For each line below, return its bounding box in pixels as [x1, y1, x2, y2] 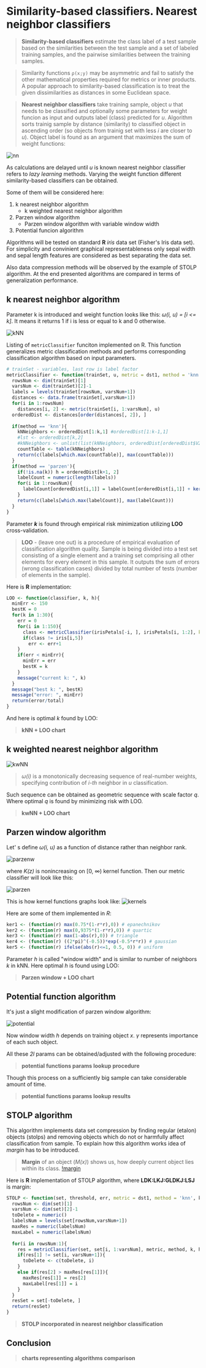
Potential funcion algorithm [15, 226, 84, 234]
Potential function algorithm [6, 991, 116, 1002]
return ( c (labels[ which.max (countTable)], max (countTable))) [17, 452, 174, 458]
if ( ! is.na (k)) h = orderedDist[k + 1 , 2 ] [17, 469, 120, 475]
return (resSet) [12, 1303, 51, 1310]
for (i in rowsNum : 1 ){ [12, 1240, 67, 1247]
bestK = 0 [12, 607, 37, 613]
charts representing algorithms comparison [21, 1354, 136, 1362]
